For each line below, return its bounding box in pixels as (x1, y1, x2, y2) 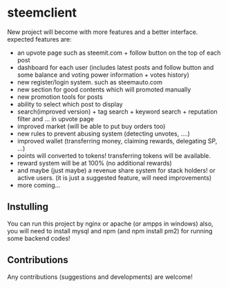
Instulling (7, 201, 48, 213)
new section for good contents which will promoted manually (17, 85, 191, 93)
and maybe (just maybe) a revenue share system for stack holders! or (17, 166, 216, 174)
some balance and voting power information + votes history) (17, 71, 190, 79)
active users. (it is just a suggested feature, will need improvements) (17, 173, 212, 181)
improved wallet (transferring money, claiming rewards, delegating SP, (17, 136, 218, 145)
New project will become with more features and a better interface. (7, 28, 198, 36)
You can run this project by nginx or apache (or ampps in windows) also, (7, 219, 213, 228)
